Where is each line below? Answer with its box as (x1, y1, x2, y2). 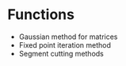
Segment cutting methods (18, 49, 105, 58)
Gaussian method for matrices (18, 32, 118, 41)
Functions (7, 6, 74, 24)
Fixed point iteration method (18, 40, 112, 49)
